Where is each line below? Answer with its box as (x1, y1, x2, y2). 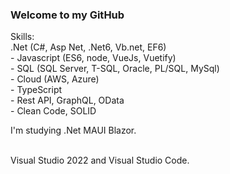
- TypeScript (10, 84, 63, 96)
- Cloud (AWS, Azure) (10, 73, 100, 85)
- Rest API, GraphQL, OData (10, 94, 125, 107)
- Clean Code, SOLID (10, 105, 97, 117)
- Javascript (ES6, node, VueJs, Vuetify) (10, 52, 177, 64)
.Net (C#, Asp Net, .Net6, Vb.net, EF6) (10, 41, 167, 53)
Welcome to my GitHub (10, 8, 125, 22)
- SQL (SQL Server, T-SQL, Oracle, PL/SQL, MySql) (10, 63, 220, 75)
